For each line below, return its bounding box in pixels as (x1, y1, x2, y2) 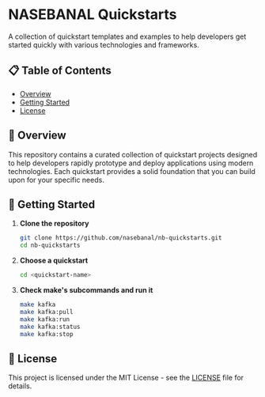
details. (8, 381, 32, 391)
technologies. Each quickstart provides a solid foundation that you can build (8, 166, 256, 176)
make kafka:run (19, 315, 70, 323)
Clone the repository (19, 219, 89, 229)
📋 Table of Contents (8, 64, 112, 78)
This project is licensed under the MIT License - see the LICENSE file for (8, 373, 244, 383)
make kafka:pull (19, 308, 74, 316)
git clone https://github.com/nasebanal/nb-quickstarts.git (19, 234, 222, 242)
